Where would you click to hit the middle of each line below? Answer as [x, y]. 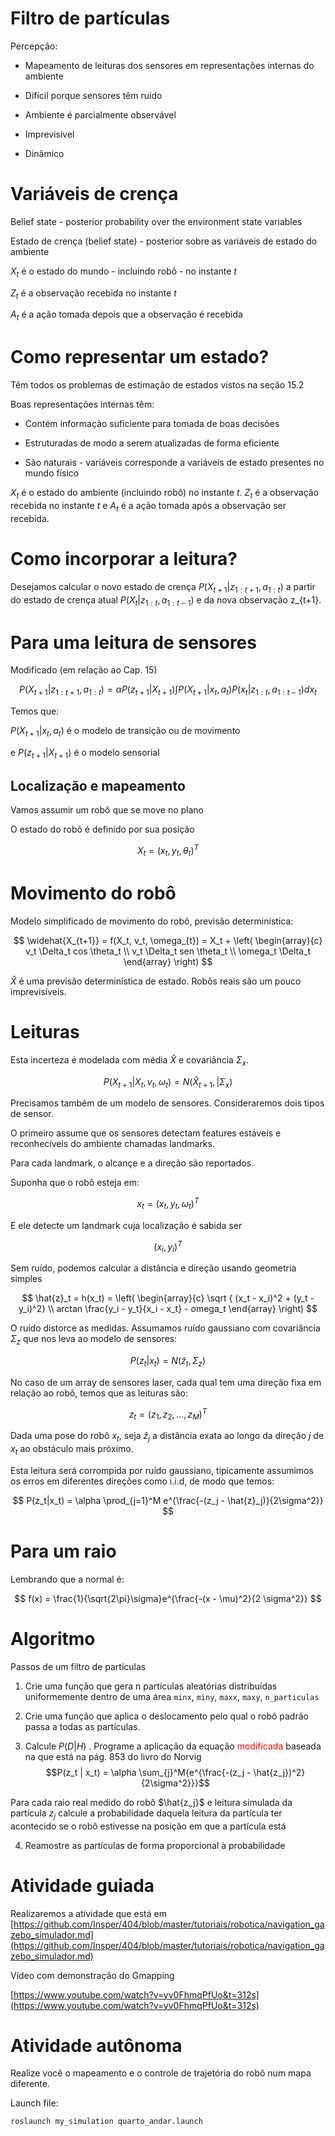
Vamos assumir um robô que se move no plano [107, 810]
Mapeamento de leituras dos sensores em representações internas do [169, 65]
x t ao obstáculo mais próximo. [72, 1450]
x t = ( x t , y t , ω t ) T [168, 1204]
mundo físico [52, 473]
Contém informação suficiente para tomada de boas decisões [152, 424]
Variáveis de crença [94, 194]
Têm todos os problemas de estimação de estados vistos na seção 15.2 [157, 385]
